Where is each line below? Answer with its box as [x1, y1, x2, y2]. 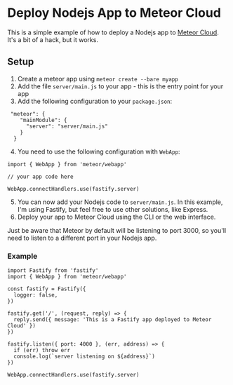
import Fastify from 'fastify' [7, 267, 99, 274]
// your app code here [7, 173, 74, 180]
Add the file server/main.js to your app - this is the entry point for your [17, 82, 223, 90]
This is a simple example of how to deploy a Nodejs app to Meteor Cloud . [7, 28, 219, 36]
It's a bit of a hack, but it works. [7, 35, 98, 43]
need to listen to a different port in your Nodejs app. [7, 234, 157, 242]
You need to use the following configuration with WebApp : [17, 147, 180, 156]
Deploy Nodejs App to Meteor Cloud [7, 5, 221, 21]
